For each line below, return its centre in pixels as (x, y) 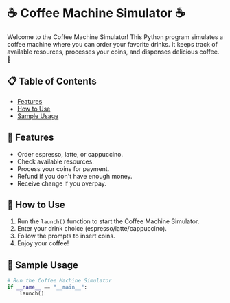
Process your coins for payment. (63, 168)
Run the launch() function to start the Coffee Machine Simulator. (108, 221)
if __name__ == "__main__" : (47, 287)
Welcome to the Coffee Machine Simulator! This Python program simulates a (115, 37)
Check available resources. (55, 161)
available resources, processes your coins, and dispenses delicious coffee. (113, 52)
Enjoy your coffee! (43, 243)
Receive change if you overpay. (61, 183)
